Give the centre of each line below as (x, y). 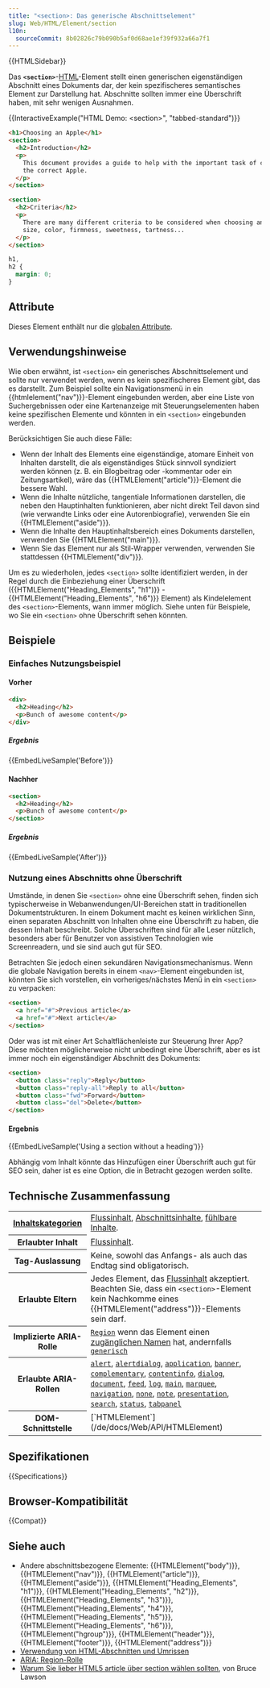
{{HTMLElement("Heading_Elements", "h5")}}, (96, 1617)
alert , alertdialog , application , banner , (166, 1363)
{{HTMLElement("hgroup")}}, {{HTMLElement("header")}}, (117, 1634)
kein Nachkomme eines (135, 1299)
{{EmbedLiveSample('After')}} (57, 857)
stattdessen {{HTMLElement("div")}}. (82, 556)
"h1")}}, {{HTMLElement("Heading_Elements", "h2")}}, (109, 1591)
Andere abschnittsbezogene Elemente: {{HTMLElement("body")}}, (130, 1565)
